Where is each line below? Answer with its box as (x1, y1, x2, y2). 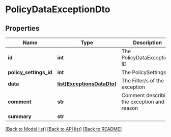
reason (121, 105, 138, 111)
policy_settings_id (8, 69, 52, 76)
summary (8, 113, 32, 120)
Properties (5, 24, 40, 33)
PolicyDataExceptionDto (5, 4, 110, 15)
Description (133, 39, 162, 46)
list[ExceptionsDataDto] (57, 80, 117, 87)
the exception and (121, 98, 164, 105)
